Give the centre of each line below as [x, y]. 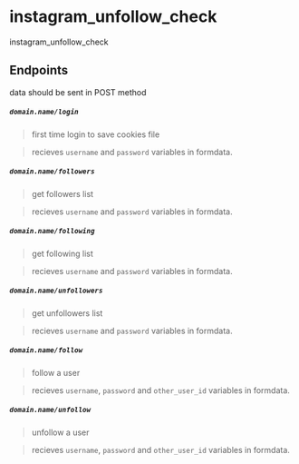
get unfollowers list [67, 313]
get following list [62, 253]
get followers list [62, 193]
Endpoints [39, 70]
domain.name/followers [52, 172]
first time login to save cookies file [96, 134]
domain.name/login [44, 112]
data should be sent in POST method [78, 92]
